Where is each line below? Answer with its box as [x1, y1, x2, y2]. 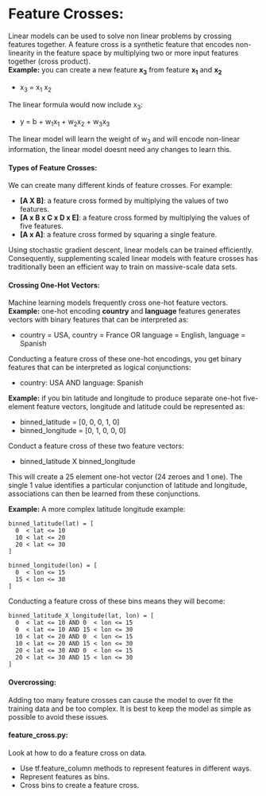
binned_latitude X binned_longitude [19, 457, 136, 466]
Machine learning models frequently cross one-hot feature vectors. [8, 298, 229, 307]
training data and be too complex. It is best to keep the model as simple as [8, 704, 252, 713]
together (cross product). [8, 57, 91, 66]
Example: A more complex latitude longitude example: [8, 505, 186, 514]
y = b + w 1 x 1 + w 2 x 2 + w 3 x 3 [19, 117, 110, 128]
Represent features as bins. [19, 771, 110, 781]
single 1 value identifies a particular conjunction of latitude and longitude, [8, 481, 248, 490]
